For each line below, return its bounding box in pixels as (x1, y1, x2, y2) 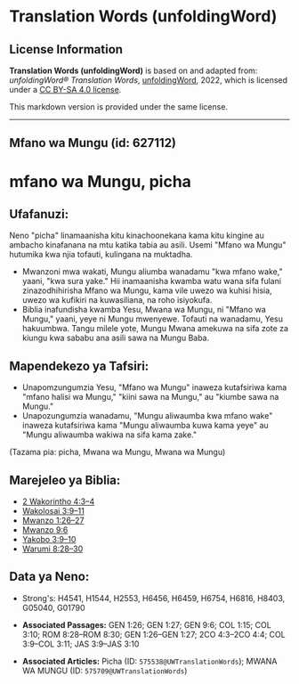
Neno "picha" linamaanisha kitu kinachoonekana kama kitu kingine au (9, 230, 264, 241)
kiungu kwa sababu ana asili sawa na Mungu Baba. (21, 332, 210, 344)
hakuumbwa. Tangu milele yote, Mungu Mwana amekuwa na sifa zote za (21, 323, 289, 334)
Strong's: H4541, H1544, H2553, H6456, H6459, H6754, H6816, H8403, (21, 592, 286, 603)
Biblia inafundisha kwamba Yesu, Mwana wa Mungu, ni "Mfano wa (21, 305, 267, 315)
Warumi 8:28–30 (21, 543, 84, 554)
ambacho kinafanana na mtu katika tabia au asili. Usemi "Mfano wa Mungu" (9, 240, 287, 250)
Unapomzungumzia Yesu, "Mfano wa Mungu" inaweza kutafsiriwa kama (21, 382, 287, 393)
